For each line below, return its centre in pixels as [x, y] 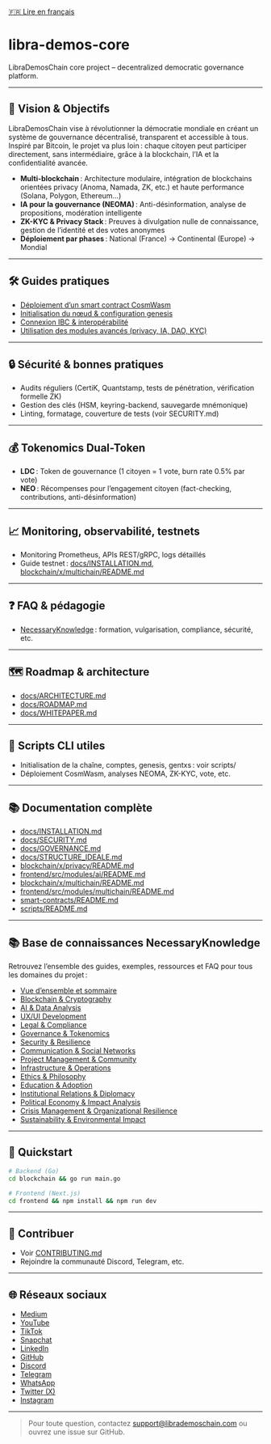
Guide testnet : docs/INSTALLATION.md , [87, 563]
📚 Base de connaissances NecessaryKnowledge [134, 943]
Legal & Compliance [53, 1025]
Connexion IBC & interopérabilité [74, 322]
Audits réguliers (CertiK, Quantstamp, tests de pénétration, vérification [137, 388]
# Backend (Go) [34, 1171]
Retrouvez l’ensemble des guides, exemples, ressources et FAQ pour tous [131, 967]
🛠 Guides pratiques [59, 281]
